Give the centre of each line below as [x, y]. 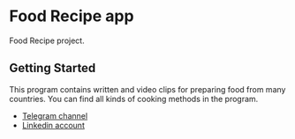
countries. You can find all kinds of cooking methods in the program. [134, 99]
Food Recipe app [72, 16]
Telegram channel [55, 115]
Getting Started [53, 68]
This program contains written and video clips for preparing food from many [147, 89]
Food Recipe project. [47, 40]
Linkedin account [53, 125]
